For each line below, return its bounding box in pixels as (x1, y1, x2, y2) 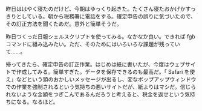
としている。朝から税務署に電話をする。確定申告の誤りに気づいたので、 (16, 13, 197, 20)
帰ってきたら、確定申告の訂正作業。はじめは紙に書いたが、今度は (5, 61, 170, 68)
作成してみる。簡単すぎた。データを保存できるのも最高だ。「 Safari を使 (16, 68, 195, 75)
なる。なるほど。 (16, 98, 59, 105)
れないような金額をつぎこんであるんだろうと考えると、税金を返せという (5, 91, 185, 98)
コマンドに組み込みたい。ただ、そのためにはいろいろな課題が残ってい (5, 41, 180, 47)
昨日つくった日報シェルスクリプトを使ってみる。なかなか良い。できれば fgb (5, 33, 196, 40)
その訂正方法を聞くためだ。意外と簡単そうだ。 (5, 20, 122, 27)
